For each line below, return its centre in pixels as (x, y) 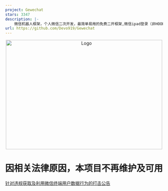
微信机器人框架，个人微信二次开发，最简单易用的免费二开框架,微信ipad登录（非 (85, 24)
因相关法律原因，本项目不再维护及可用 (84, 168)
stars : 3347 (17, 14)
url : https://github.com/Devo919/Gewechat (50, 28)
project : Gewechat (24, 10)
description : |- (22, 19)
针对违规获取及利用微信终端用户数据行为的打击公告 (58, 183)
